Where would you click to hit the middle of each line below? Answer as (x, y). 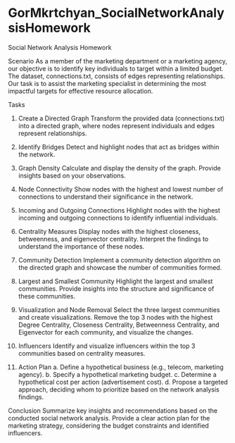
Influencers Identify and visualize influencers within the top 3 (107, 346)
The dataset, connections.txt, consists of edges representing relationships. (117, 76)
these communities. (47, 296)
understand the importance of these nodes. (81, 246)
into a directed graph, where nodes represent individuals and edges (116, 125)
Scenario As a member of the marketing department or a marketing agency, (118, 61)
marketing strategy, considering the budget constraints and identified (109, 425)
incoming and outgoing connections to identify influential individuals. (118, 218)
